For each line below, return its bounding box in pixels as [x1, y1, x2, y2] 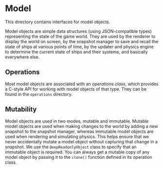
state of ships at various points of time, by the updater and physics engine [5, 44, 154, 49]
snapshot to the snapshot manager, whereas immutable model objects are [5, 128, 154, 134]
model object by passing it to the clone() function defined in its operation [5, 154, 152, 160]
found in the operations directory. [5, 91, 73, 97]
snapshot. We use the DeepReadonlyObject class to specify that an [5, 144, 137, 150]
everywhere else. [5, 54, 40, 60]
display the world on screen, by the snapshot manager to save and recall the [5, 38, 159, 44]
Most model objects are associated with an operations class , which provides [5, 81, 159, 87]
